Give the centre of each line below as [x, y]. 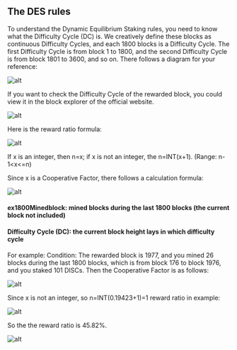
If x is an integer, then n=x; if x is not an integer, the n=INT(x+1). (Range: [112, 156]
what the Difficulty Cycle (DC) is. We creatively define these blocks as [110, 36]
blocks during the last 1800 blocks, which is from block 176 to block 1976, [114, 263]
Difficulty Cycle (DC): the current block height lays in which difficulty [111, 231]
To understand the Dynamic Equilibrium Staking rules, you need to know [112, 28]
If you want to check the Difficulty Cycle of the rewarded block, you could [115, 94]
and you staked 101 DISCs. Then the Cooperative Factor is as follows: [108, 270]
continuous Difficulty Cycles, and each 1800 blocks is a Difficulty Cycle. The [118, 44]
